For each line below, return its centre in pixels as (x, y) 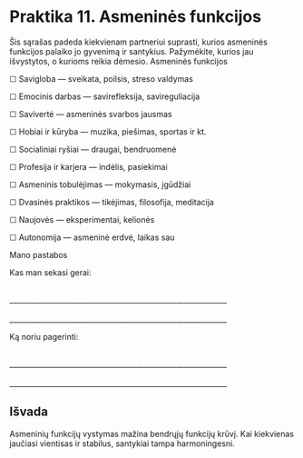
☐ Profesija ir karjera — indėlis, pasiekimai (88, 166)
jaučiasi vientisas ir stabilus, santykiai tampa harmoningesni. (122, 443)
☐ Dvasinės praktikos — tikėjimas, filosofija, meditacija (112, 202)
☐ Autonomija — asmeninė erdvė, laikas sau (92, 237)
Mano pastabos (39, 254)
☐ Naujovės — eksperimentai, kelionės (82, 219)
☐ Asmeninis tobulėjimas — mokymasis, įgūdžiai (100, 184)
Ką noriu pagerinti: (44, 336)
